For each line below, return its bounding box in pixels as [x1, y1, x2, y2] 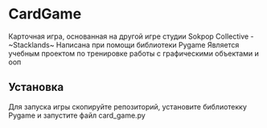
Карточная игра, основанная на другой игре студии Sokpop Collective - [8, 31, 255, 41]
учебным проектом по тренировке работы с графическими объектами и [8, 48, 259, 58]
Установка [8, 81, 64, 94]
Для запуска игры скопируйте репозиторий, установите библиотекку [8, 101, 248, 111]
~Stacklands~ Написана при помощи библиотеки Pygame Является [8, 39, 240, 49]
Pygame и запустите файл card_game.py [8, 110, 146, 120]
